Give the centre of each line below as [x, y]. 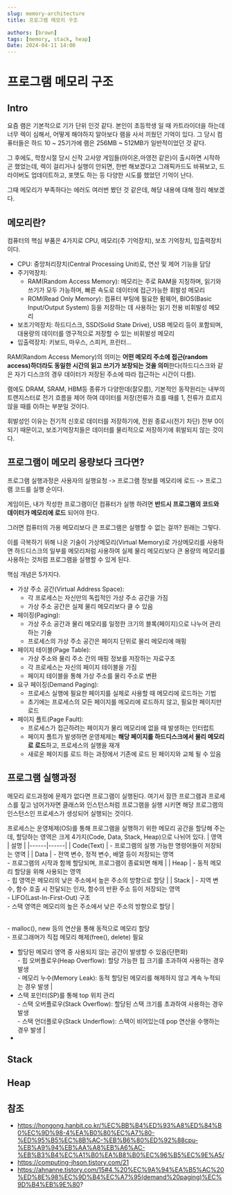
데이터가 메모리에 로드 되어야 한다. [53, 512]
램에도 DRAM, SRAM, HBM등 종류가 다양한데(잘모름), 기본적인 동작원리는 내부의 [116, 389]
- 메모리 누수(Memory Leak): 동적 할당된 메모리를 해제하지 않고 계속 [109, 978]
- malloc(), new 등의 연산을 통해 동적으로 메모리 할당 [79, 928]
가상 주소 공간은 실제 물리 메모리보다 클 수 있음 [90, 606]
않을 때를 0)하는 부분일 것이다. [48, 406]
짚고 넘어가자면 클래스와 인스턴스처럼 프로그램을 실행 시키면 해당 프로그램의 [122, 804]
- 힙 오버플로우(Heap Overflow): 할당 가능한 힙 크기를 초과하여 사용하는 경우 [121, 960]
